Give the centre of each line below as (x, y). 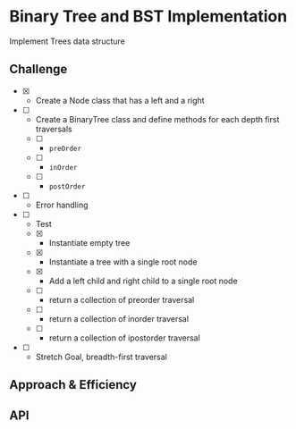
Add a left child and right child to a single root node (144, 281)
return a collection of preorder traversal (122, 299)
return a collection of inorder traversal (119, 318)
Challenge (38, 69)
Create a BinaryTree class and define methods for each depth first (157, 119)
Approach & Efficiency (73, 385)
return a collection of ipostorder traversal (125, 338)
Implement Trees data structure (67, 41)
